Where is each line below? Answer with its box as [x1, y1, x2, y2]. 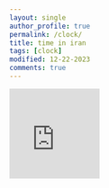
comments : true [9, 64, 67, 73]
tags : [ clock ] [9, 47, 63, 56]
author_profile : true [9, 22, 91, 31]
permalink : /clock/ [9, 30, 83, 39]
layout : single [9, 13, 67, 22]
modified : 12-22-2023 [9, 55, 91, 64]
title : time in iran [9, 38, 87, 48]
